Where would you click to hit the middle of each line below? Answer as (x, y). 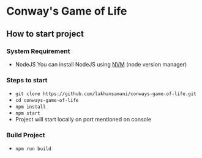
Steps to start (27, 80)
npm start (28, 113)
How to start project (45, 34)
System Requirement (38, 51)
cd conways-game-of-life (47, 101)
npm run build (33, 149)
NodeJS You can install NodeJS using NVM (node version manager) (101, 64)
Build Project (26, 135)
